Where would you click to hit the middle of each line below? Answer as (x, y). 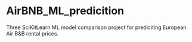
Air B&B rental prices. (32, 33)
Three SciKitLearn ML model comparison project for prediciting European (96, 27)
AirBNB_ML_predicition (65, 11)
